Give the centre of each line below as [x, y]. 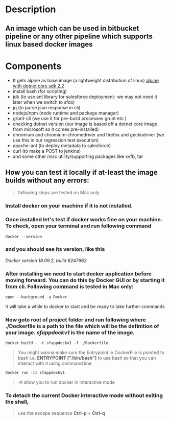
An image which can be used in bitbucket [72, 28]
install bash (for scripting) [40, 91]
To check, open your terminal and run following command [78, 226]
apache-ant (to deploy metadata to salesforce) [62, 145]
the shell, [17, 402]
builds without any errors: [47, 180]
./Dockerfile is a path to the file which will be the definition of [82, 326]
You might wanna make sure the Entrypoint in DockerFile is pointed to [91, 353]
